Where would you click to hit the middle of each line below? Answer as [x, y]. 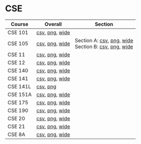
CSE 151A [20, 94]
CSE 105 [18, 43]
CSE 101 [18, 32]
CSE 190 [18, 110]
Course [19, 24]
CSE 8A [16, 134]
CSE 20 [16, 118]
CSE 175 [18, 102]
